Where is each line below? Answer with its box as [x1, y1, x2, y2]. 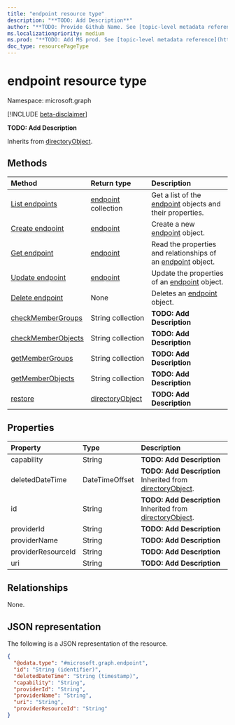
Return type [90, 178, 131, 188]
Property [10, 443, 41, 453]
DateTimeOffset [83, 474, 134, 484]
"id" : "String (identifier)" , [13, 666, 101, 673]
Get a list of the [151, 190, 201, 200]
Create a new [151, 219, 195, 229]
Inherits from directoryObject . [7, 137, 93, 145]
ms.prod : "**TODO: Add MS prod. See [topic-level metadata [7, 36, 183, 44]
